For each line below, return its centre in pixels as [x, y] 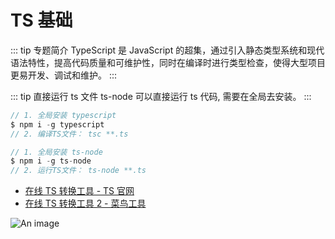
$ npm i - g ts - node [51, 161]
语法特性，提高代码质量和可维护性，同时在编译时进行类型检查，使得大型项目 [168, 62]
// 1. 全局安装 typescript [63, 115]
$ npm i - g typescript [57, 124]
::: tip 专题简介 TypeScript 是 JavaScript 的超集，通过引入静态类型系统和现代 [167, 50]
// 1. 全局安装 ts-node [56, 152]
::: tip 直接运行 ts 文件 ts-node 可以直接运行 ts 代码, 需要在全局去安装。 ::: [161, 96]
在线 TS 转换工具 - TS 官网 [79, 191]
